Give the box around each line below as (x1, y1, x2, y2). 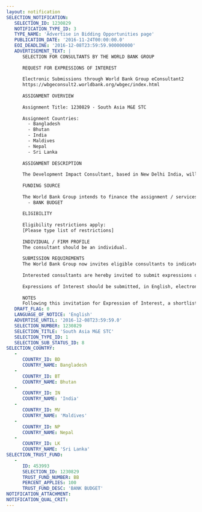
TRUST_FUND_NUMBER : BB (22, 474, 79, 480)
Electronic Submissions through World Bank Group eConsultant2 (22, 76, 185, 82)
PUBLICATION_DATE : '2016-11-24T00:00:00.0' (14, 37, 125, 43)
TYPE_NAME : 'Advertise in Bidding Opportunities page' (14, 31, 155, 37)
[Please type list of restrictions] (22, 227, 114, 233)
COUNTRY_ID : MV (22, 407, 61, 413)
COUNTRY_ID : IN (22, 390, 61, 396)
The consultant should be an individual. (22, 244, 128, 250)
